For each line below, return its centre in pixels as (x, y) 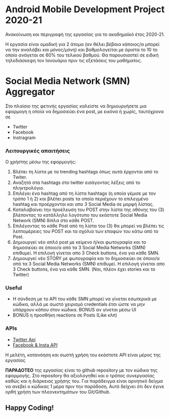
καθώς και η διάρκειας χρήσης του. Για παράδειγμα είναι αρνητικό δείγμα (84, 381)
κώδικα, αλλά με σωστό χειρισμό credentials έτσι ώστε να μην (79, 304)
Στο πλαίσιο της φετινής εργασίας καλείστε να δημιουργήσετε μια (76, 106)
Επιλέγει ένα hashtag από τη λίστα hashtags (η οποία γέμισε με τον (84, 193)
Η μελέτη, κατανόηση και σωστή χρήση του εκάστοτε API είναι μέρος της (83, 355)
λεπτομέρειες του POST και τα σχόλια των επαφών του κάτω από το (86, 231)
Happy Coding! (30, 408)
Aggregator (30, 92)
